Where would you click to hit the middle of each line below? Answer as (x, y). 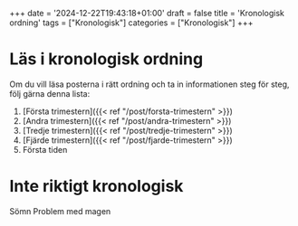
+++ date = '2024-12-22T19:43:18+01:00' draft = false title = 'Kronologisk (147, 13)
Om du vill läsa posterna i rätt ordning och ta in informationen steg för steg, (149, 84)
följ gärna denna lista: (50, 93)
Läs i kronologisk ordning (106, 59)
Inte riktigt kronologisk (96, 187)
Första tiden (45, 149)
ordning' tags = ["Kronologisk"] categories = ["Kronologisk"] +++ (131, 23)
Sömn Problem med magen (60, 211)
